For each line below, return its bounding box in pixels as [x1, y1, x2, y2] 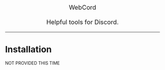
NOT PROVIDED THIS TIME [5, 60, 60, 66]
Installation [5, 44, 52, 55]
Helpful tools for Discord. [46, 18, 119, 26]
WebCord [68, 3, 97, 11]
